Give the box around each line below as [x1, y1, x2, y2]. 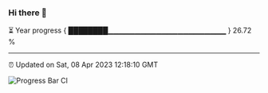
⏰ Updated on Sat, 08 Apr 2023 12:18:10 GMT [8, 60, 159, 70]
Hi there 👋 [8, 7, 48, 18]
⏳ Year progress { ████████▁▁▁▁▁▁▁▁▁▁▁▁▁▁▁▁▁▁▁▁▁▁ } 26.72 [8, 25, 252, 35]
